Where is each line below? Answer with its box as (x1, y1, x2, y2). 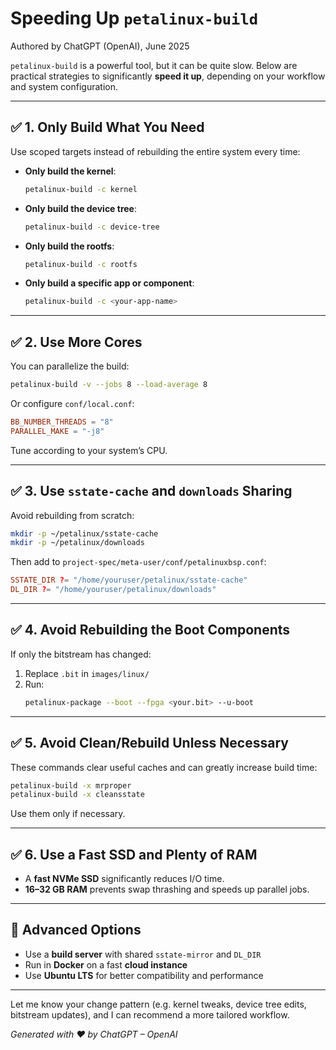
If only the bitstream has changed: (10, 648, 152, 660)
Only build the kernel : (24, 165, 117, 177)
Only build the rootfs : (24, 240, 115, 252)
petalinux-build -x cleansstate (10, 790, 145, 800)
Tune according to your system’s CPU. (10, 444, 168, 456)
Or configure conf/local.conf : (10, 397, 135, 409)
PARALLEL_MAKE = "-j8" (10, 426, 105, 436)
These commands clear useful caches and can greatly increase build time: (10, 761, 318, 773)
